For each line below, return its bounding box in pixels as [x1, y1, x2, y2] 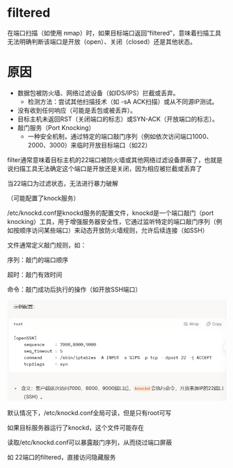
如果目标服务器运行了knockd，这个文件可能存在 [7, 423, 145, 432]
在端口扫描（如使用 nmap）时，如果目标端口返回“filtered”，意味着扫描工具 [7, 29, 221, 37]
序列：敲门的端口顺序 [7, 255, 68, 264]
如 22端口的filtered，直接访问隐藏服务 [7, 453, 116, 461]
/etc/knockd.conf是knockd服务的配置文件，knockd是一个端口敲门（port [7, 209, 214, 217]
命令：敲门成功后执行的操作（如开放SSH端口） [7, 285, 142, 293]
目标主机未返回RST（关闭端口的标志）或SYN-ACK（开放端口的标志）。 [17, 115, 219, 123]
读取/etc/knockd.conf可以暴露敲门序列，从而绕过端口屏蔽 [7, 438, 172, 446]
